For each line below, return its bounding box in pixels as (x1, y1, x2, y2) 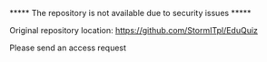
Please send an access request (9, 42, 127, 53)
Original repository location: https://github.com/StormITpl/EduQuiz (9, 25, 259, 35)
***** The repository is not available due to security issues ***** (9, 8, 252, 18)
